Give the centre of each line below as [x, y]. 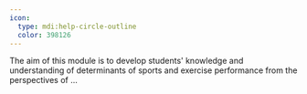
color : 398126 [44, 35]
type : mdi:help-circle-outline [77, 26]
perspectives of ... [43, 80]
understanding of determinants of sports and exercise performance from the [153, 70]
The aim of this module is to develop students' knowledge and [127, 61]
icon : [20, 18]
